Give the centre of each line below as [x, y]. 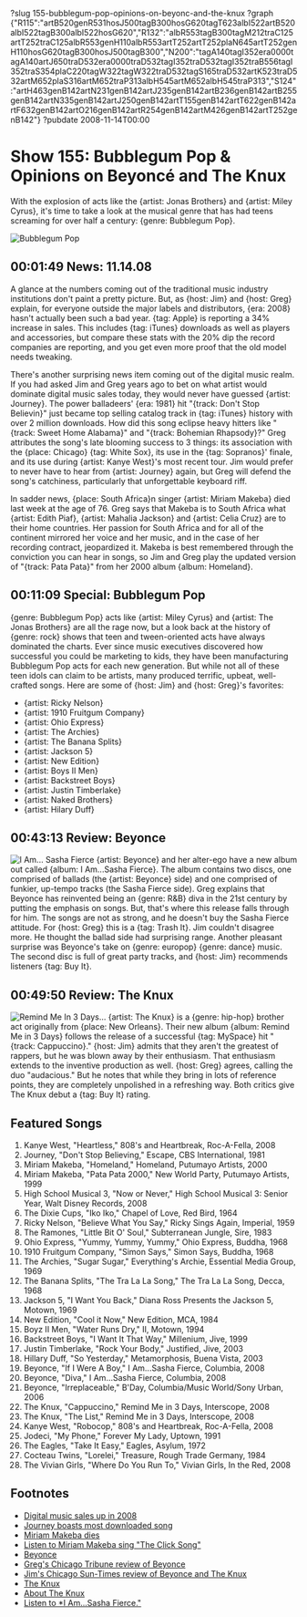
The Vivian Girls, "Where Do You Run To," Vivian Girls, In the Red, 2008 [157, 1465]
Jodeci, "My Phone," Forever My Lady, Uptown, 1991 [122, 1436]
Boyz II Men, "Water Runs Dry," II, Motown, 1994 [114, 1329]
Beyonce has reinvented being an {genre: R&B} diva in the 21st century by [149, 898]
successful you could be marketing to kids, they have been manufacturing [149, 656]
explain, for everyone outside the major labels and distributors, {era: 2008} [150, 308]
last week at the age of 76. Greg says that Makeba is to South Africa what [148, 508]
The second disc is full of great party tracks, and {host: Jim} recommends [149, 957]
